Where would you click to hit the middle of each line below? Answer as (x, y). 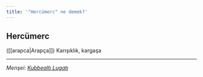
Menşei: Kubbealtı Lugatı (37, 68)
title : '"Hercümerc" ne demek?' (47, 12)
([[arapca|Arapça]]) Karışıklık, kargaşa (54, 51)
